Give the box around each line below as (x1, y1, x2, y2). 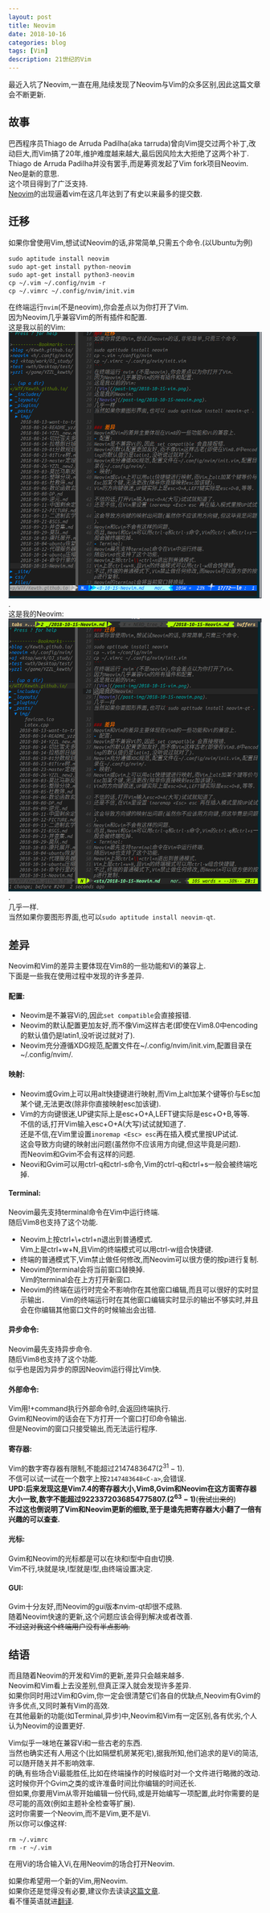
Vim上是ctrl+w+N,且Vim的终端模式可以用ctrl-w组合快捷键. (19, 1244, 214, 1254)
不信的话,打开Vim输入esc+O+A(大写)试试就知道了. (19, 1118, 186, 1128)
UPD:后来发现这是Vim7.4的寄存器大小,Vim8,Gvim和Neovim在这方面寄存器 (8, 1484, 257, 1494)
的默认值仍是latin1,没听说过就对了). (19, 1031, 135, 1040)
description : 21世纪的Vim (8, 56, 92, 64)
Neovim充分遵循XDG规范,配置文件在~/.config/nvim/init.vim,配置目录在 (19, 1040, 252, 1051)
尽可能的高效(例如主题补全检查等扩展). (8, 1798, 136, 1808)
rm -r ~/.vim (8, 1844, 52, 1852)
